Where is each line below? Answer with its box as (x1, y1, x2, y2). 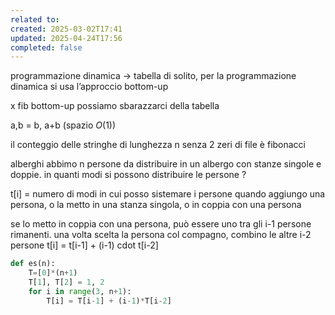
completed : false (10, 42, 83, 53)
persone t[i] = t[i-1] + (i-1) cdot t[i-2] (10, 239, 159, 251)
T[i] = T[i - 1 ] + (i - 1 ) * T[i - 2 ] (46, 296, 172, 306)
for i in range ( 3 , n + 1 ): (28, 286, 132, 296)
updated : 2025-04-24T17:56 (10, 33, 123, 43)
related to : (10, 14, 60, 25)
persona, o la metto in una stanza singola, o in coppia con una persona (10, 199, 302, 211)
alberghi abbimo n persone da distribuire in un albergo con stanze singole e (10, 158, 322, 170)
